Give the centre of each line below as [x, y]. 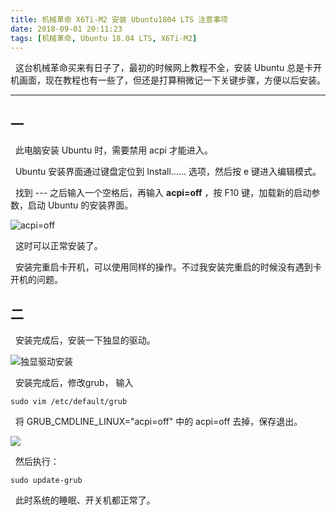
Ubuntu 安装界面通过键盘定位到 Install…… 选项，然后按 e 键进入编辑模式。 [168, 172]
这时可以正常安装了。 [58, 246]
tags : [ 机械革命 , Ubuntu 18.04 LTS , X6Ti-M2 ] [104, 38]
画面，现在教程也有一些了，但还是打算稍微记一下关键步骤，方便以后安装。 [172, 80]
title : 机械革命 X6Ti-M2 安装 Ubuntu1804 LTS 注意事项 [119, 19]
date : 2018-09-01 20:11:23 [66, 29]
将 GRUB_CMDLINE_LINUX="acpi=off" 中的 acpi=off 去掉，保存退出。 [158, 421]
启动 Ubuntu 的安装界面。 [80, 205]
